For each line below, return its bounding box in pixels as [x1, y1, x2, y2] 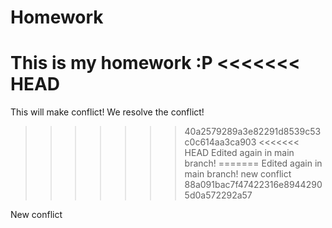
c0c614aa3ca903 [184, 136, 257, 148]
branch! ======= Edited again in [184, 157, 323, 170]
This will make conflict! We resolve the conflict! [10, 106, 205, 118]
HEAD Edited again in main [184, 147, 295, 159]
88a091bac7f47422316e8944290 [184, 179, 323, 191]
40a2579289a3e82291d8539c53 [184, 126, 322, 138]
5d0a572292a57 [184, 189, 253, 201]
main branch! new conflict [184, 168, 292, 180]
